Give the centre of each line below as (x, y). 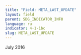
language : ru (19, 24)
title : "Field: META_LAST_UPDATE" (41, 10)
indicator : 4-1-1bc (25, 28)
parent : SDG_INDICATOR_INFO (34, 19)
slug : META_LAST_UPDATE (30, 33)
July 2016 (15, 47)
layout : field (20, 14)
